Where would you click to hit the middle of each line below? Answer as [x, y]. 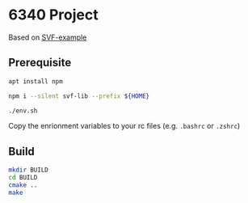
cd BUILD [23, 178]
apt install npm [36, 81]
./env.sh [23, 111]
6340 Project [53, 15]
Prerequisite [40, 63]
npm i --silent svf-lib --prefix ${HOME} [79, 96]
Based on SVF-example [48, 37]
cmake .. [23, 185]
